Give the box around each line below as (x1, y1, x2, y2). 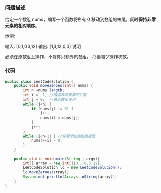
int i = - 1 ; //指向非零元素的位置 (23, 92, 87, 98)
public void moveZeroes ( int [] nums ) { (14, 83, 93, 88)
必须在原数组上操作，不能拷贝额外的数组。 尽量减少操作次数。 (5, 54, 131, 60)
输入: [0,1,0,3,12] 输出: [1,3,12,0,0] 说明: (5, 43, 82, 50)
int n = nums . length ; (23, 88, 65, 93)
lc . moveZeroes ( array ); (23, 170, 69, 175)
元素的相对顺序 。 (5, 23, 40, 28)
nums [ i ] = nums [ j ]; (40, 115, 80, 120)
